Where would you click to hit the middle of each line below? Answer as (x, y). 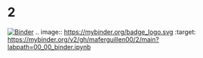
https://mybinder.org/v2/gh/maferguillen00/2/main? (83, 39)
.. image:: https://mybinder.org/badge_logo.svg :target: (116, 32)
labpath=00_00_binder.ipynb (49, 47)
